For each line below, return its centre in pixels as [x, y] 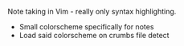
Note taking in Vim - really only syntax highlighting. [92, 11]
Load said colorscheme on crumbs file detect [94, 35]
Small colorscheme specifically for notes [86, 27]
